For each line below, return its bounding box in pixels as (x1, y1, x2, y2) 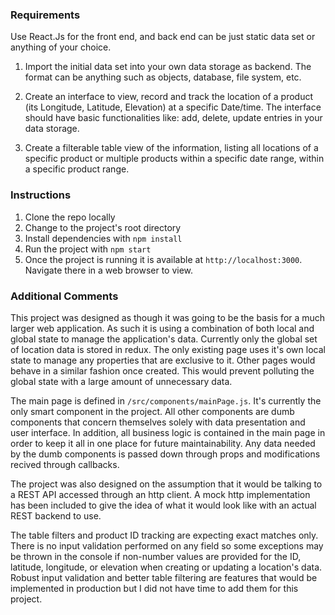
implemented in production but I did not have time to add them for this (10, 582, 299, 594)
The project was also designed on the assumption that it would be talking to (10, 478, 323, 490)
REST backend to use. (10, 509, 102, 522)
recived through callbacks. (10, 458, 120, 470)
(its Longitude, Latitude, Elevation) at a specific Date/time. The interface (24, 101, 322, 113)
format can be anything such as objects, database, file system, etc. (24, 71, 302, 83)
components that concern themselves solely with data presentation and (10, 416, 306, 428)
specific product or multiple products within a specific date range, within (24, 153, 325, 165)
